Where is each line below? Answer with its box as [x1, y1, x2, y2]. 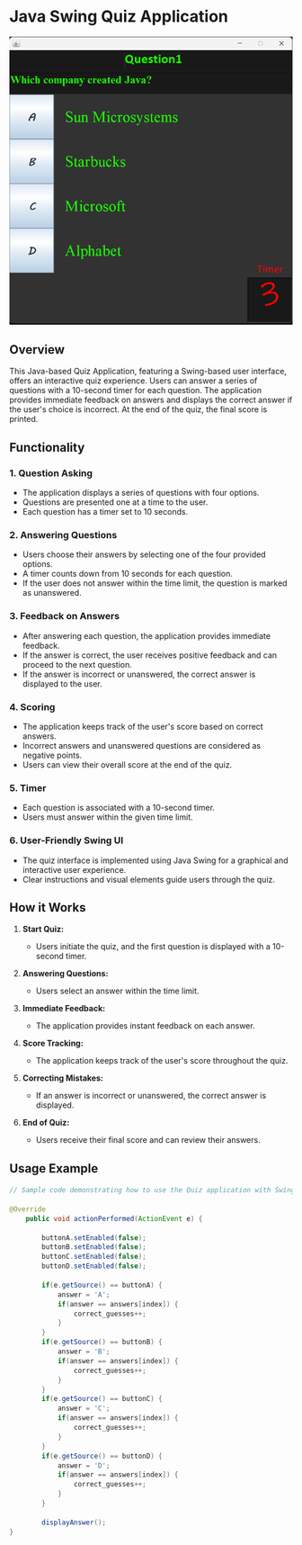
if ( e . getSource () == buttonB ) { [41, 1338, 164, 1347]
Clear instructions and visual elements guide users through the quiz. [22, 874, 276, 885]
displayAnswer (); [41, 1518, 106, 1527]
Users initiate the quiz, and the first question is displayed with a [35, 941, 271, 952]
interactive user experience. [22, 864, 127, 875]
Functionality [9, 439, 85, 455]
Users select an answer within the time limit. [35, 985, 200, 996]
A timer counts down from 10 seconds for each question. [22, 569, 234, 579]
